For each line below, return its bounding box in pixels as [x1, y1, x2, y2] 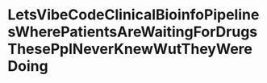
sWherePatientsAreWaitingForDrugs [7, 23, 258, 41]
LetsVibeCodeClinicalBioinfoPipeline [7, 6, 260, 24]
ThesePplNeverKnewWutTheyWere [7, 40, 253, 58]
